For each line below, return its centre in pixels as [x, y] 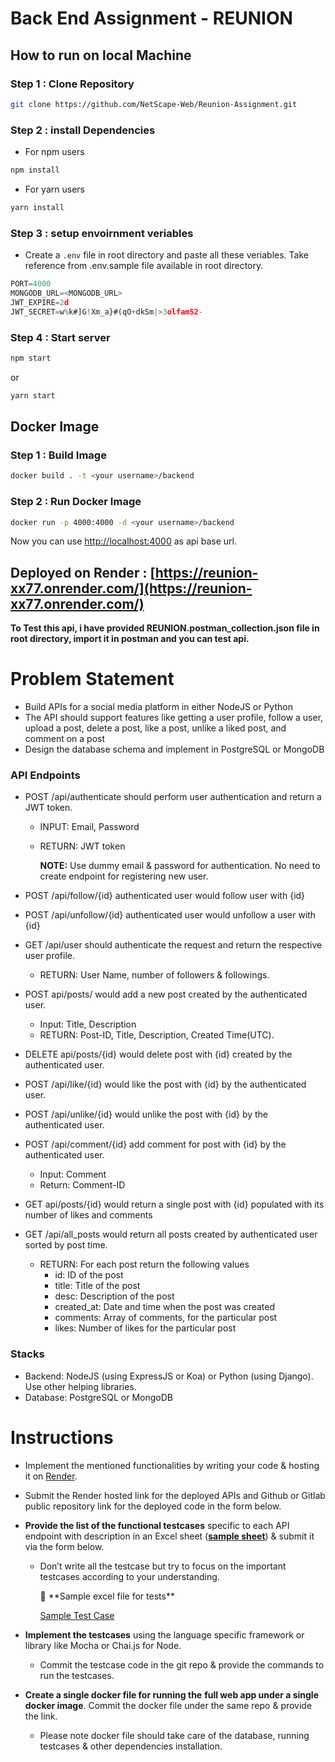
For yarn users [54, 189]
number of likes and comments [88, 1215]
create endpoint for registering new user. [124, 876]
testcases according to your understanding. [129, 1576]
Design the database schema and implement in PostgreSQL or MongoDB [174, 749]
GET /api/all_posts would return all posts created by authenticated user [171, 1234]
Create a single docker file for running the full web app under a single [172, 1694]
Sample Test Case [77, 1615]
